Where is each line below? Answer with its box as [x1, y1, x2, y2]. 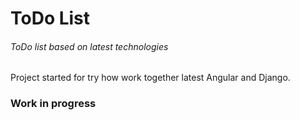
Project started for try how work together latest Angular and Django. [10, 72, 291, 84]
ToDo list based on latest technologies [10, 40, 169, 52]
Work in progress [10, 97, 97, 111]
